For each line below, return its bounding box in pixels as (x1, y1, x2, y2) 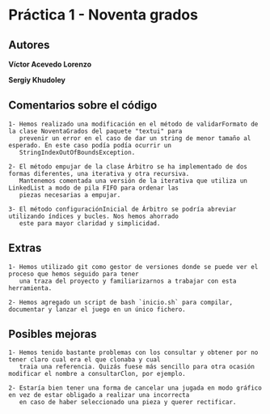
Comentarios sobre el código (8, 99, 158, 113)
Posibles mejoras (8, 327, 97, 341)
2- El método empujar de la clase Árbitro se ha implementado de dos (8, 162, 248, 171)
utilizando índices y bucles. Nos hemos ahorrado (8, 212, 179, 220)
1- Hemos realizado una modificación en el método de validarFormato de (8, 120, 259, 128)
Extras (8, 241, 42, 255)
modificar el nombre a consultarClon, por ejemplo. (8, 370, 186, 378)
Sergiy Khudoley (8, 75, 66, 84)
